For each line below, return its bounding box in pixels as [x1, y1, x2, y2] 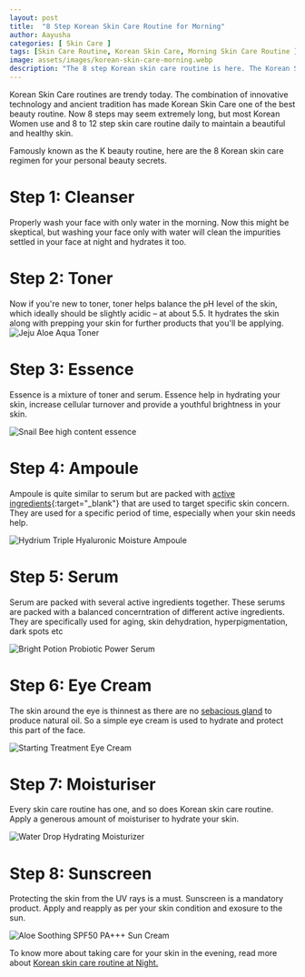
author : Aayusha [9, 30, 71, 39]
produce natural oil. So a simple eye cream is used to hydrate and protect [9, 715, 284, 726]
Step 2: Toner [9, 268, 113, 288]
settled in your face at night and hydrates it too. [9, 236, 187, 247]
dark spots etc [9, 625, 64, 637]
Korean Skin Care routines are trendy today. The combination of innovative [9, 88, 289, 100]
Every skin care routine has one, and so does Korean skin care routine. [9, 804, 274, 815]
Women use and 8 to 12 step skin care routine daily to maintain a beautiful [9, 117, 286, 128]
